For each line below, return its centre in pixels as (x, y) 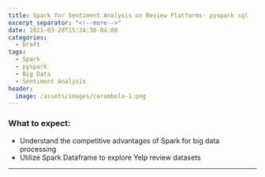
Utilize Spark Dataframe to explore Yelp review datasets (110, 157)
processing (38, 149)
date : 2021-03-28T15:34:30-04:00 (63, 30)
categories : (28, 37)
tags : (17, 52)
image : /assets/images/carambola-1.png (81, 96)
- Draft (28, 45)
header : (21, 88)
